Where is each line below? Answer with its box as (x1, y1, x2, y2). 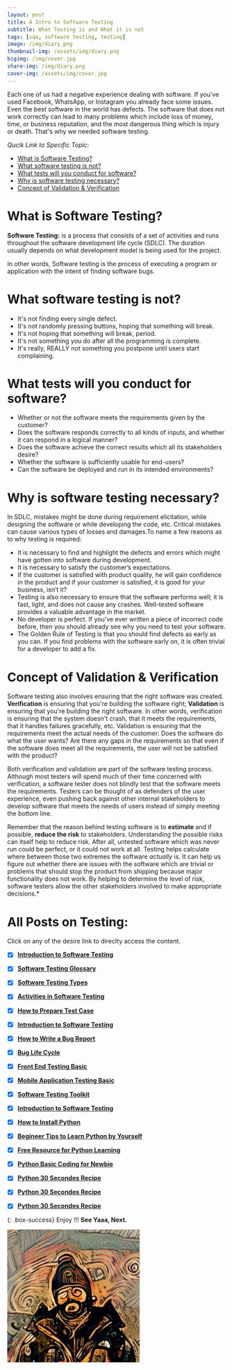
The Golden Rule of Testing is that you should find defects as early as (17, 630, 217, 638)
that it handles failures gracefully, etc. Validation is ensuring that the (7, 722, 201, 730)
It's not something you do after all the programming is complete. (17, 337, 201, 345)
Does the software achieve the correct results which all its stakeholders (17, 443, 222, 452)
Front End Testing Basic (17, 1062, 88, 1070)
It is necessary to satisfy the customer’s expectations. (17, 563, 172, 571)
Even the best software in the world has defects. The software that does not (7, 105, 225, 113)
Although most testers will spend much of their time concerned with (7, 772, 202, 780)
